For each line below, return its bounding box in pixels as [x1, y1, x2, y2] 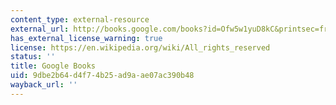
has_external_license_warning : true [10, 33, 163, 43]
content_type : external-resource [10, 14, 150, 25]
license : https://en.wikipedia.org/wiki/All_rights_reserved [10, 42, 271, 53]
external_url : [10, 24, 70, 34]
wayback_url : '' [10, 80, 78, 90]
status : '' [10, 52, 56, 62]
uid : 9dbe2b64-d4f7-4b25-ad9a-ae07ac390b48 [10, 71, 195, 81]
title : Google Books [10, 61, 97, 71]
